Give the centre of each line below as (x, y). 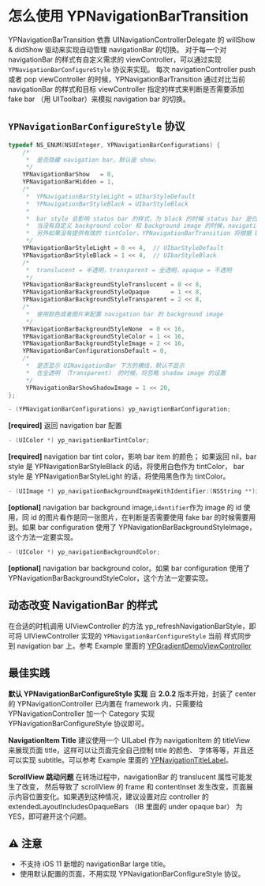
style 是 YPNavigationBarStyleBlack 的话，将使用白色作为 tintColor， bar (126, 467)
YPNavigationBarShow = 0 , (68, 175)
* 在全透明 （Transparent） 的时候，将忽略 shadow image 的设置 (126, 373)
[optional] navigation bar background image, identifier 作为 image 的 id (125, 507)
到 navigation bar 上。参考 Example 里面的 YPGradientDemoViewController (130, 646)
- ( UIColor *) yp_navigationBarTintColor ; (79, 441)
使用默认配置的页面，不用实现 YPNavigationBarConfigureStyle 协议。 (132, 874)
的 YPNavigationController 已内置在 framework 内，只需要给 (106, 703)
